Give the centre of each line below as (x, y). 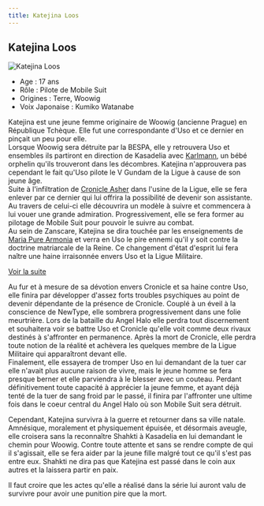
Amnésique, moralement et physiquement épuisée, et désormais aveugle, (128, 428)
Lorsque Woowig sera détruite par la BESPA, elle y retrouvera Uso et (119, 148)
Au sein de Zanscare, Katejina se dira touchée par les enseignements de (126, 231)
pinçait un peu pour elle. (48, 139)
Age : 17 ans (39, 82)
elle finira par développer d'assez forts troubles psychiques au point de (124, 295)
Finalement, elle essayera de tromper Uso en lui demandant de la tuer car (127, 362)
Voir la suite (27, 272)
